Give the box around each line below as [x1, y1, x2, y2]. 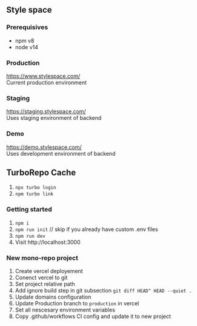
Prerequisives [6, 23, 48, 32]
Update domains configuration [15, 293, 92, 300]
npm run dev [15, 233, 45, 239]
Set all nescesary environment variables [15, 306, 115, 313]
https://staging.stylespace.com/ [6, 108, 86, 115]
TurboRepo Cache [6, 167, 76, 178]
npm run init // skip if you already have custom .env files [15, 225, 159, 233]
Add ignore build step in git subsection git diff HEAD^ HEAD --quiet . [15, 286, 192, 294]
